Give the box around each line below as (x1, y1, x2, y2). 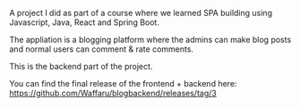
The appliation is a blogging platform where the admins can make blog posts (9, 35, 292, 45)
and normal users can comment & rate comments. (9, 44, 194, 54)
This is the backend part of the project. (9, 62, 153, 71)
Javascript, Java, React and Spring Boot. (9, 17, 159, 28)
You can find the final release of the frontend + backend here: (9, 78, 237, 88)
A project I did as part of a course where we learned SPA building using (9, 8, 273, 18)
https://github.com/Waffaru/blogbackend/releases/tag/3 (9, 88, 217, 98)
